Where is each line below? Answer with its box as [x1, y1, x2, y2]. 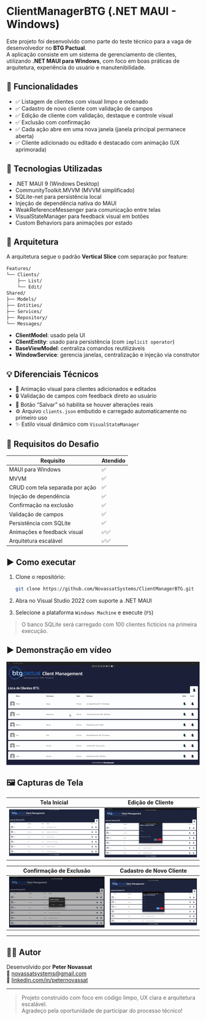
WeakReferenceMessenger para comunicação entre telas [15, 206, 161, 213]
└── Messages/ [6, 321, 43, 327]
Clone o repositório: [15, 573, 66, 581]
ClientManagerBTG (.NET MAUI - [6, 4, 177, 18]
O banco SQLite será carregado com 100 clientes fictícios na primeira [21, 620, 197, 628]
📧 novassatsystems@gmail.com [6, 970, 87, 977]
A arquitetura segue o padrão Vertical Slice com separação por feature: [6, 253, 188, 260]
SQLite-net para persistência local [15, 193, 102, 200]
